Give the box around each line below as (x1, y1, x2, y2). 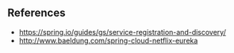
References (7, 6, 66, 20)
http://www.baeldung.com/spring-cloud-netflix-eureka (18, 36, 198, 45)
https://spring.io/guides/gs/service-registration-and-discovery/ (18, 27, 227, 36)
